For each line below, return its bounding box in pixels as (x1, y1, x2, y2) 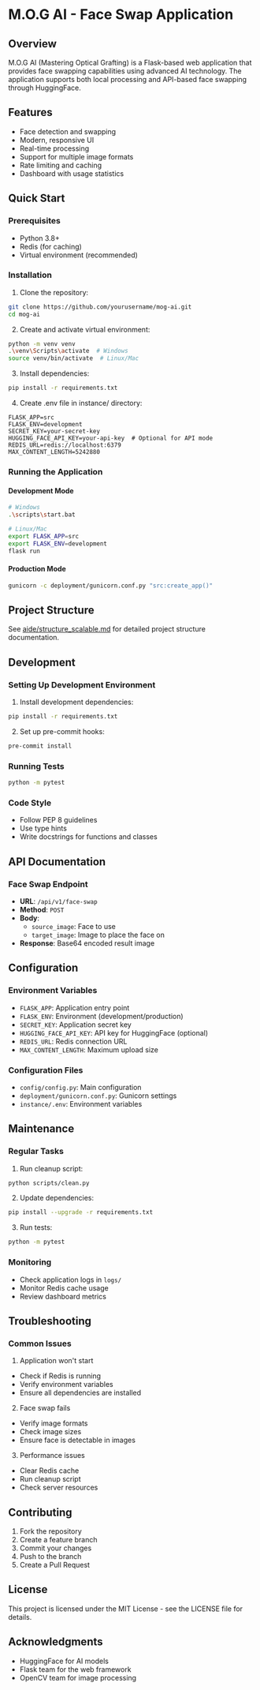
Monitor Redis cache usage (19, 1283, 109, 1292)
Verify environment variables (19, 1380, 113, 1389)
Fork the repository (19, 1527, 83, 1536)
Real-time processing (19, 144, 90, 153)
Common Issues (8, 1338, 72, 1349)
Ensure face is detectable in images (19, 1435, 136, 1445)
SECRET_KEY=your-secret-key (8, 428, 101, 436)
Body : (19, 913, 40, 923)
